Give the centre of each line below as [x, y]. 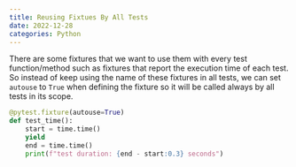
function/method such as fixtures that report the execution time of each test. [149, 68]
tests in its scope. [41, 96]
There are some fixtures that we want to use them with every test [129, 59]
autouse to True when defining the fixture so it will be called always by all [142, 87]
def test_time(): [41, 121]
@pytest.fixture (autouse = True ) [67, 113]
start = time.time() [63, 129]
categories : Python [45, 34]
